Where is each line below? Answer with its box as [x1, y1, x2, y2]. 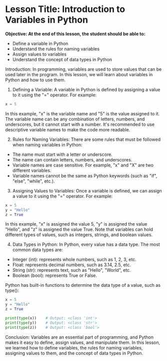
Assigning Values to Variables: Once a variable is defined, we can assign [12, 188, 162, 194]
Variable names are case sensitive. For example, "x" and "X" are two [12, 162, 154, 168]
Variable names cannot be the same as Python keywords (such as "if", [12, 172, 157, 178]
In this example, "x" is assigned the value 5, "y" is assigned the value [5, 221, 147, 227]
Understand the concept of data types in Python [12, 56, 112, 62]
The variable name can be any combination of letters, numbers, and [5, 116, 145, 122]
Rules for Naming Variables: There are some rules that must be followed [12, 136, 161, 142]
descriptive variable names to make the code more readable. [5, 126, 130, 132]
